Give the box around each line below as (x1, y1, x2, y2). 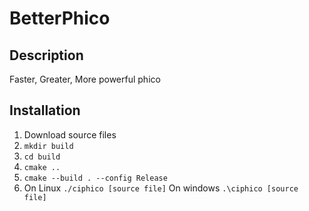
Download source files (23, 128, 117, 141)
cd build (23, 152, 61, 162)
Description (9, 47, 84, 64)
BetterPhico (9, 7, 111, 30)
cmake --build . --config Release (23, 173, 168, 183)
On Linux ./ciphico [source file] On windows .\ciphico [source (23, 182, 299, 194)
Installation (9, 102, 81, 119)
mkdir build (23, 141, 74, 151)
